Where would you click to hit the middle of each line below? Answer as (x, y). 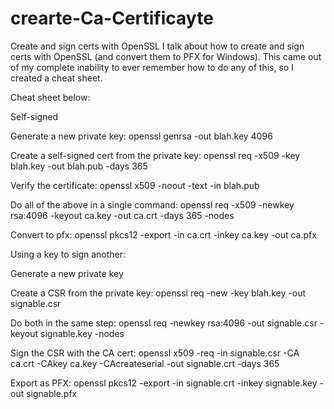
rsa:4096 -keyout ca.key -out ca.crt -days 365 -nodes (122, 215)
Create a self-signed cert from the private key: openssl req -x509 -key (155, 155)
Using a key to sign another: (68, 254)
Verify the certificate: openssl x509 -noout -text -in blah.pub (135, 185)
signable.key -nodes (82, 333)
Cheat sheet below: (50, 97)
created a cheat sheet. (56, 78)
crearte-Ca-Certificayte (112, 18)
